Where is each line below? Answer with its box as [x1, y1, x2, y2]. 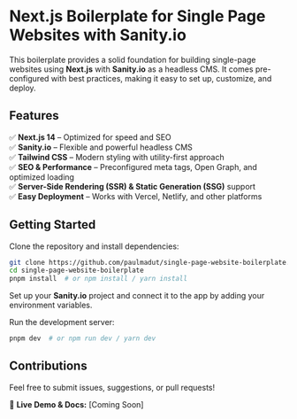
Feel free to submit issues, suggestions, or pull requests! [9, 382, 216, 392]
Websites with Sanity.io [9, 25, 187, 45]
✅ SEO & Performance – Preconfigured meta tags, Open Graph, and [9, 161, 258, 172]
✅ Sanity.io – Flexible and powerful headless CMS [9, 142, 193, 152]
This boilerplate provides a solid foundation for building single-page [9, 54, 256, 65]
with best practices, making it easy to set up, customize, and [50, 73, 272, 83]
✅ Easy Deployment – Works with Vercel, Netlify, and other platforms [9, 190, 263, 201]
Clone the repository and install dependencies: [9, 241, 179, 252]
